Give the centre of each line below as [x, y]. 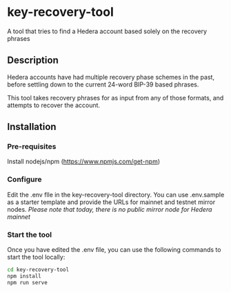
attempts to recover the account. [54, 105]
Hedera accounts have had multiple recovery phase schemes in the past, [111, 77]
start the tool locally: [36, 257]
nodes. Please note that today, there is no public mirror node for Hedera [110, 209]
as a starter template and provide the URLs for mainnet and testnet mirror [111, 202]
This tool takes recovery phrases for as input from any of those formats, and [115, 98]
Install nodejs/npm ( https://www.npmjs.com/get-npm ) [84, 162]
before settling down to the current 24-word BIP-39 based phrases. [103, 84]
